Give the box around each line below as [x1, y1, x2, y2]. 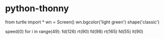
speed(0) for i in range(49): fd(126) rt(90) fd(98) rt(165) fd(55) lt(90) [5, 28, 144, 34]
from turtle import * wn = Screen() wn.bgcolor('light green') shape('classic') [5, 19, 160, 25]
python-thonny [5, 3, 69, 14]
